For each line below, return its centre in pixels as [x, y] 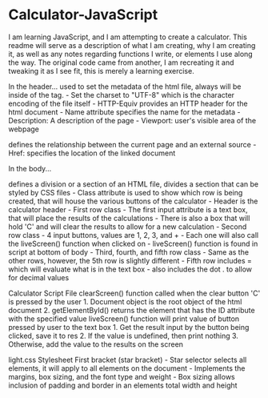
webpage [24, 129]
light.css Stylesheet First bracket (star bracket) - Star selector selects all [128, 360]
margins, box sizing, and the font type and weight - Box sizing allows [122, 376]
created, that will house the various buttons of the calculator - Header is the [133, 201]
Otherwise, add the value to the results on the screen [96, 344]
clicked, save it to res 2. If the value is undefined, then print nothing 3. [123, 336]
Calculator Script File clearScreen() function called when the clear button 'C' [134, 293]
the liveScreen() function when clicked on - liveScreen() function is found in [133, 243]
